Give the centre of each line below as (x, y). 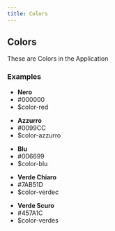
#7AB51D (30, 184)
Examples (24, 77)
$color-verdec (38, 192)
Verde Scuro (36, 205)
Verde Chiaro (37, 177)
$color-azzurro (39, 135)
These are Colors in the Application (58, 59)
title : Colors (28, 14)
